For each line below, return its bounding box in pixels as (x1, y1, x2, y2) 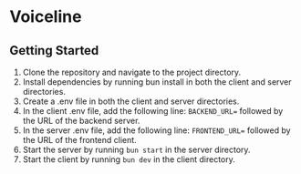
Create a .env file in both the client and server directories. (22, 96, 240, 107)
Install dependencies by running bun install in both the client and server (22, 77, 292, 87)
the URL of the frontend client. (22, 135, 137, 145)
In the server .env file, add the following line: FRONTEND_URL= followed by (22, 125, 291, 136)
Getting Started (9, 43, 99, 58)
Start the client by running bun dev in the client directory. (22, 154, 235, 165)
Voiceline (9, 6, 82, 27)
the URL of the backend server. (22, 116, 140, 126)
